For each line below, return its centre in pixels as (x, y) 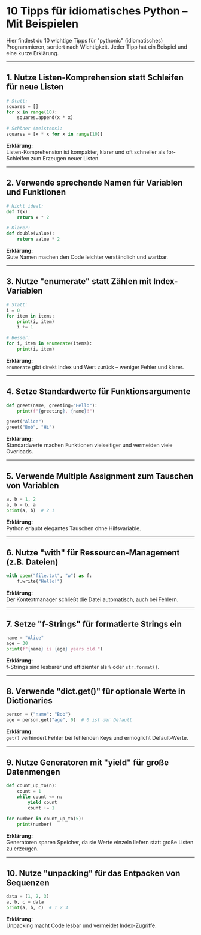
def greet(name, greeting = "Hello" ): (52, 405)
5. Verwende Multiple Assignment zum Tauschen (100, 476)
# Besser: (19, 338)
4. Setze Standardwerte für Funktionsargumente (98, 392)
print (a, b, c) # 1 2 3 (37, 907)
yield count (43, 802)
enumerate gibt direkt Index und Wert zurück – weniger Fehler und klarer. (95, 367)
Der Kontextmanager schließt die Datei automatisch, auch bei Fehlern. (92, 599)
